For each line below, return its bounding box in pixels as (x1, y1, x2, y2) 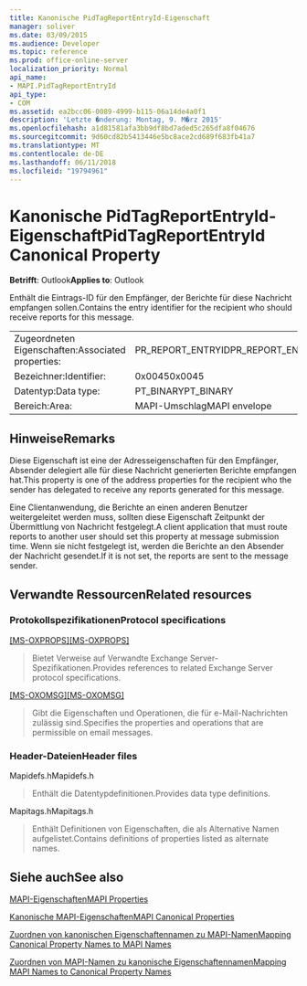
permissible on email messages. (31, 726, 153, 737)
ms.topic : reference (9, 48, 89, 57)
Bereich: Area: (14, 399, 73, 412)
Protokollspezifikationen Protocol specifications (9, 614, 227, 627)
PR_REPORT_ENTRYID (134, 344, 231, 356)
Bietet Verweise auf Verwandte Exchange (31, 652, 188, 663)
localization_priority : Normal (9, 65, 129, 74)
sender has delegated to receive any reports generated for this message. (9, 484, 285, 495)
